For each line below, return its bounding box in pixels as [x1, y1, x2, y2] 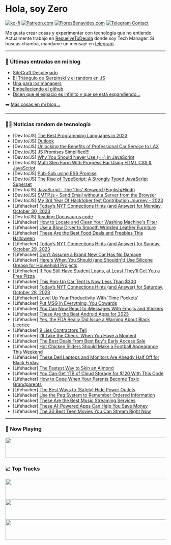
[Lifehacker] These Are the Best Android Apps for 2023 [12, 311, 129, 317]
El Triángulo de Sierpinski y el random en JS [12, 75, 105, 81]
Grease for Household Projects [12, 262, 78, 268]
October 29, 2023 [12, 246, 50, 252]
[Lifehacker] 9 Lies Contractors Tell [12, 327, 87, 333]
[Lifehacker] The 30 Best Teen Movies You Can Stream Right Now [12, 408, 151, 414]
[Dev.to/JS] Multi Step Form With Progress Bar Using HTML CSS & [12, 159, 152, 165]
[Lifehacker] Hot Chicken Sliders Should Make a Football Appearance [12, 343, 158, 349]
